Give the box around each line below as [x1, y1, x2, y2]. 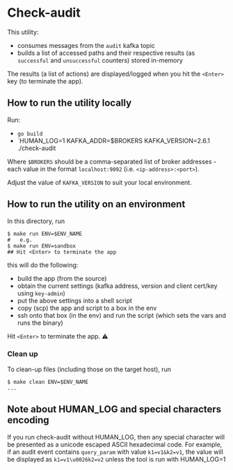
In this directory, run [7, 217, 65, 225]
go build [17, 130, 43, 137]
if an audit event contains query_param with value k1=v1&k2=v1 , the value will [7, 447, 224, 456]
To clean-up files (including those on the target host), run [7, 365, 172, 373]
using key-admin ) [17, 289, 66, 297]
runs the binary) [17, 318, 64, 327]
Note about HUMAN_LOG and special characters [7, 403, 222, 415]
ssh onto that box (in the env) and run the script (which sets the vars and [17, 311, 226, 319]
